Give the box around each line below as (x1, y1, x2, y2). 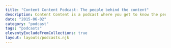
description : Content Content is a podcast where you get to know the (5, 12, 158, 17)
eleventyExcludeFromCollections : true (5, 30, 88, 35)
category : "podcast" (5, 21, 49, 26)
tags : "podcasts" (5, 26, 42, 31)
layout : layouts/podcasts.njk (5, 35, 70, 40)
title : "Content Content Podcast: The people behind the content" (5, 7, 149, 12)
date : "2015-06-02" (5, 16, 47, 21)
